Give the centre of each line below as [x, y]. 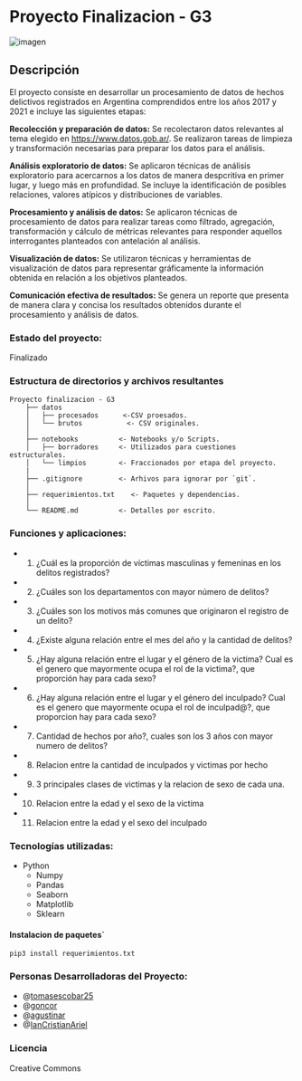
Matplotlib [55, 904]
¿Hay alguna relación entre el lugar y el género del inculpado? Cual [160, 697]
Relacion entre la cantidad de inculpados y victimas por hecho [152, 765]
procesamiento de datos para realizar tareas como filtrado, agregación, [142, 221]
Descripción [44, 70]
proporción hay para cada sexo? [96, 678]
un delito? [54, 620]
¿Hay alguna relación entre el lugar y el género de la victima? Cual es [165, 659]
